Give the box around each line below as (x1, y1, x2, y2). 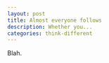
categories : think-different (7, 29, 93, 37)
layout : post (7, 10, 46, 17)
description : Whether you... (7, 23, 93, 30)
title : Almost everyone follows (7, 17, 102, 24)
